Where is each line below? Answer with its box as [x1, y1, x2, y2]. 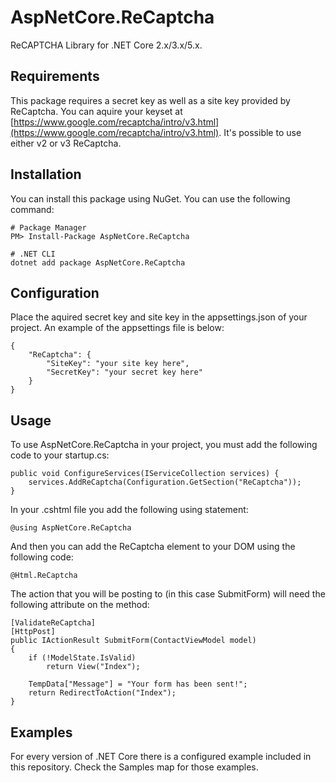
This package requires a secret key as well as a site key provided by [10, 94, 291, 106]
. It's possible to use [218, 126, 302, 138]
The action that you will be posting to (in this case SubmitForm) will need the [10, 588, 326, 600]
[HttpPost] [10, 627, 56, 637]
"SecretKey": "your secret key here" [46, 367, 203, 378]
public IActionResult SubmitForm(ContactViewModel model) [10, 636, 257, 646]
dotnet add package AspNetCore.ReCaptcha [10, 257, 186, 268]
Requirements [10, 68, 100, 85]
